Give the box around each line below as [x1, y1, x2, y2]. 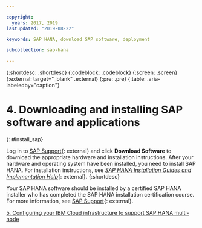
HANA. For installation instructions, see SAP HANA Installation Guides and [6, 166, 192, 174]
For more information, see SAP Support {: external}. [6, 197, 134, 205]
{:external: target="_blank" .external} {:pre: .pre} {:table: [6, 75, 146, 83]
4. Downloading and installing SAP [6, 103, 183, 116]
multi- [174, 209, 189, 217]
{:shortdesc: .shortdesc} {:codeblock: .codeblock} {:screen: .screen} [6, 69, 178, 76]
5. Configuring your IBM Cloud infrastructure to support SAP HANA [6, 209, 174, 217]
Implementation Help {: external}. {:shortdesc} [6, 173, 120, 180]
